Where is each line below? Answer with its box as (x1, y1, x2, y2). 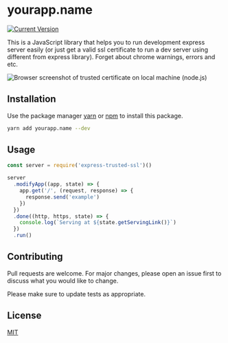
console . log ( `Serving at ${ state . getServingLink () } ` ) (19, 219, 176, 226)
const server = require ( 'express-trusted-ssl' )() (7, 162, 152, 169)
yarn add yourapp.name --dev (7, 124, 91, 132)
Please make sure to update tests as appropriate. (7, 289, 146, 298)
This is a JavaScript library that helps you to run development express (7, 38, 205, 46)
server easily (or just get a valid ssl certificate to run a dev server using (7, 45, 208, 54)
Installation (7, 93, 56, 105)
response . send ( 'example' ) (25, 193, 100, 201)
